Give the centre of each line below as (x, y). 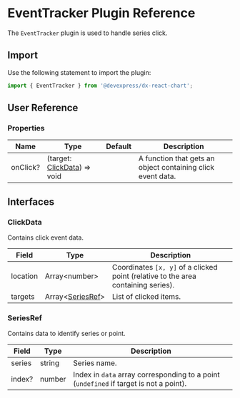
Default (119, 146)
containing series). (143, 285)
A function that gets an (176, 158)
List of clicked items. (146, 296)
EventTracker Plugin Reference (101, 13)
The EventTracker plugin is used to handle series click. (87, 33)
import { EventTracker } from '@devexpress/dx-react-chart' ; (100, 86)
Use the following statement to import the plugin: (79, 72)
